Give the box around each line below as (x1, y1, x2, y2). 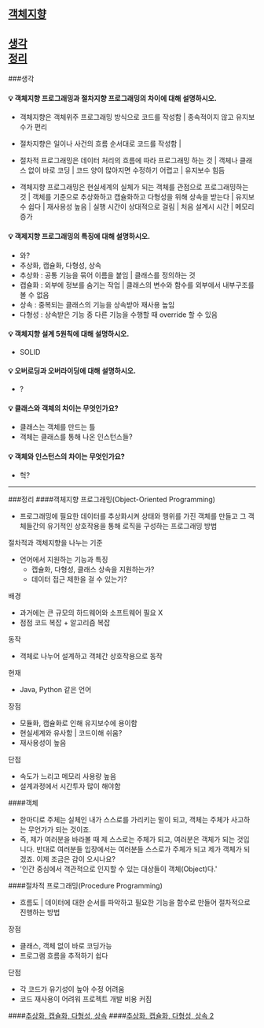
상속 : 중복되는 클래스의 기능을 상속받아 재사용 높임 (19, 300, 175, 309)
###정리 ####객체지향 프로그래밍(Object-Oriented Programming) (8, 495, 216, 505)
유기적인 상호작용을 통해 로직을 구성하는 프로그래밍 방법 (46, 521, 218, 531)
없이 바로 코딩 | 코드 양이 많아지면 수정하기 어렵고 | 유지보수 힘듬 (27, 166, 225, 175)
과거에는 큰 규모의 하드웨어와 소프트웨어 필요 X (19, 608, 163, 617)
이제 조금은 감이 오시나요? (36, 855, 116, 864)
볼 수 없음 (19, 290, 49, 300)
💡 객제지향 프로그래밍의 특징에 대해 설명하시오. (8, 232, 151, 240)
